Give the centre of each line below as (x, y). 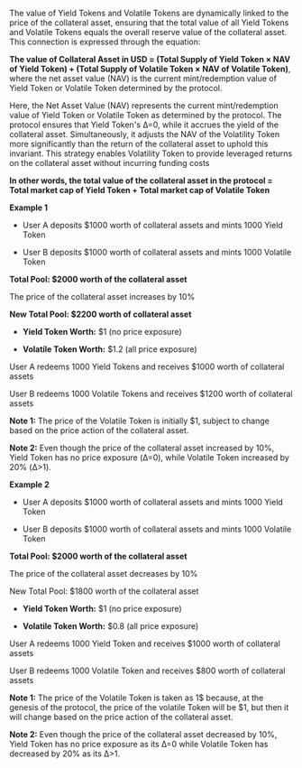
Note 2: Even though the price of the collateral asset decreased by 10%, (143, 734)
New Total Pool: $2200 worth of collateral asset (101, 314)
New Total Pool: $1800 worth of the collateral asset (104, 591)
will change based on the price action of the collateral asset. (121, 717)
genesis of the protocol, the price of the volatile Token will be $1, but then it (149, 707)
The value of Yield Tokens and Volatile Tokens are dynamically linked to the (149, 13)
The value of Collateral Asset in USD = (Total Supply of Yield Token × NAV (150, 59)
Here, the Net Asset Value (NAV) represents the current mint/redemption (144, 106)
